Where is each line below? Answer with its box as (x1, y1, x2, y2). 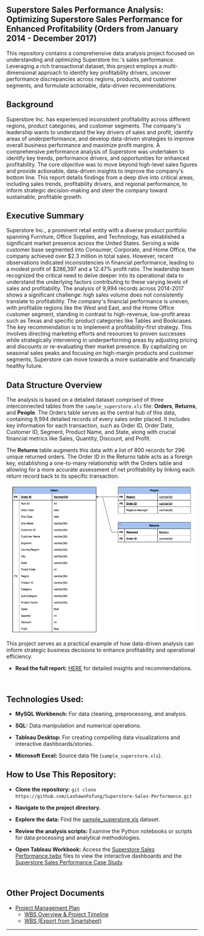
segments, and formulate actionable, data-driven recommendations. (6, 81, 177, 89)
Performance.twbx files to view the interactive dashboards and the (15, 852, 182, 859)
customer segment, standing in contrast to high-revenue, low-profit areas (6, 311, 191, 318)
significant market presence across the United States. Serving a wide (6, 239, 180, 247)
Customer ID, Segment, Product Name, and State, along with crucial (6, 428, 176, 436)
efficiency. (6, 653, 33, 660)
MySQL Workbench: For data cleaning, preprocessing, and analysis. (15, 710, 187, 717)
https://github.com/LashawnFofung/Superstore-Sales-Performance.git (15, 793, 192, 799)
